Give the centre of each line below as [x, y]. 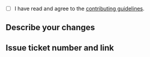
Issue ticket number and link [60, 48]
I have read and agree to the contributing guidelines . [80, 9]
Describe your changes [50, 28]
